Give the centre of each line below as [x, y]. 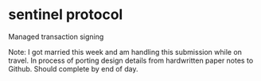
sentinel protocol [66, 15]
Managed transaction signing [56, 37]
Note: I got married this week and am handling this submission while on [125, 52]
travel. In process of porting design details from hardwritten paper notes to [131, 60]
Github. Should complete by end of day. [73, 68]
